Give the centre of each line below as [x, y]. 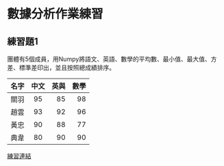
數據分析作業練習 [55, 14]
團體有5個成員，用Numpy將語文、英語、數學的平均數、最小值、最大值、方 [112, 59]
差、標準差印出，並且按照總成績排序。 [61, 68]
